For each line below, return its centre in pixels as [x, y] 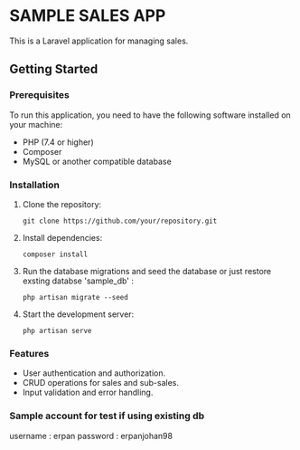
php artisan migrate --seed [75, 297]
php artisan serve [57, 330]
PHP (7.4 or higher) [58, 142]
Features [29, 353]
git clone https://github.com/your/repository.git [120, 221]
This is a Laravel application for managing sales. [99, 41]
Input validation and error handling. [88, 393]
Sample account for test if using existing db [107, 416]
